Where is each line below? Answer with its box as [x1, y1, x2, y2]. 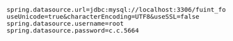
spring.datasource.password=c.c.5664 [6, 26, 140, 34]
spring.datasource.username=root [6, 19, 124, 27]
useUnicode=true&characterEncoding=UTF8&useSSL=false [6, 13, 200, 20]
